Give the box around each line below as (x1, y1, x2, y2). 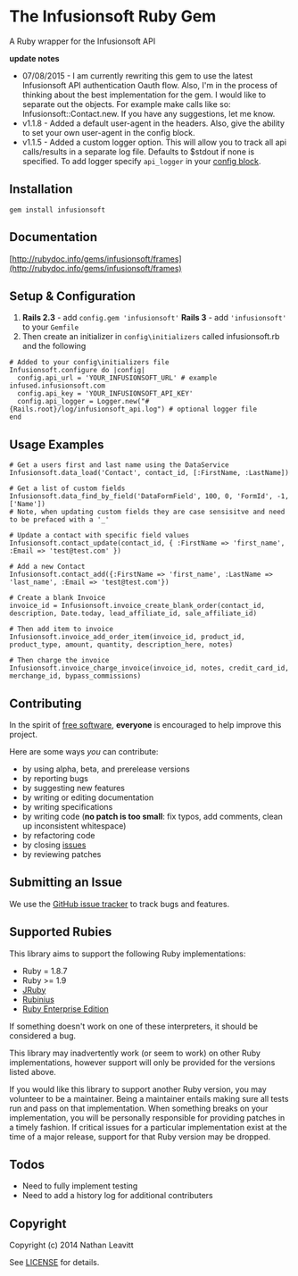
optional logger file (177, 404, 257, 414)
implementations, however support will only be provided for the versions (9, 1056, 276, 1068)
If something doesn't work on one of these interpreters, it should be (9, 1021, 259, 1031)
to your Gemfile (21, 321, 79, 332)
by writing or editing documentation (21, 792, 154, 803)
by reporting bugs (21, 773, 89, 783)
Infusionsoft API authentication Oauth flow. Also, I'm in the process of (21, 79, 278, 90)
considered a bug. (9, 1030, 77, 1041)
